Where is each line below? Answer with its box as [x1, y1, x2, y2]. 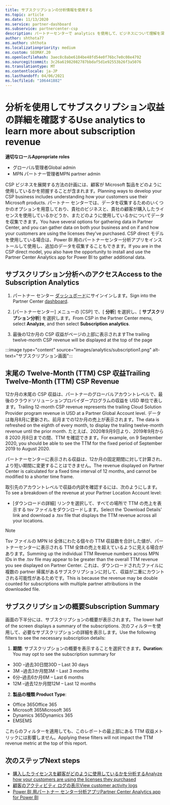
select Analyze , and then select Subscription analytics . [12, 321, 130, 327]
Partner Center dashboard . [12, 298, 69, 304]
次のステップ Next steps [5, 756, 80, 765]
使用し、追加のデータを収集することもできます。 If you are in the [27, 243, 161, 249]
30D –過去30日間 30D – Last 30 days [12, 661, 89, 668]
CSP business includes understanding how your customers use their [5, 193, 148, 199]
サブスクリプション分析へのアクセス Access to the [5, 270, 162, 279]
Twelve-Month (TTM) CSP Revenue [5, 377, 119, 386]
